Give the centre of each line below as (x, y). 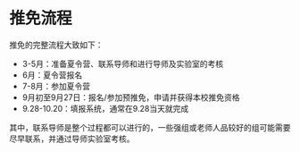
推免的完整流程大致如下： (56, 45)
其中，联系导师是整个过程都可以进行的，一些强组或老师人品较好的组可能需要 (150, 127)
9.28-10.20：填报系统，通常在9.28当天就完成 (105, 108)
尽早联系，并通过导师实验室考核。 (72, 139)
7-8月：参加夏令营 (56, 86)
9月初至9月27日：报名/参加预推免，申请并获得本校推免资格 (131, 97)
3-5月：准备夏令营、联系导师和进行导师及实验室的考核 (123, 63)
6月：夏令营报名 (52, 75)
